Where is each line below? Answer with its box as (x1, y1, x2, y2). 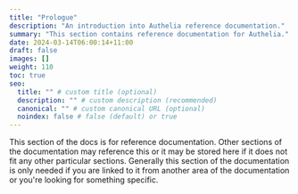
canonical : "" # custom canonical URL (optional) (17, 104, 205, 113)
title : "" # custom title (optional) (17, 87, 158, 96)
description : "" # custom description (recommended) (17, 95, 218, 105)
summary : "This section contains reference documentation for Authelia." (9, 29, 290, 38)
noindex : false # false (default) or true (17, 112, 178, 121)
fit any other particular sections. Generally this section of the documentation (9, 156, 290, 166)
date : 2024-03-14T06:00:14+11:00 (9, 37, 134, 47)
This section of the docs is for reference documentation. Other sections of (9, 137, 283, 148)
